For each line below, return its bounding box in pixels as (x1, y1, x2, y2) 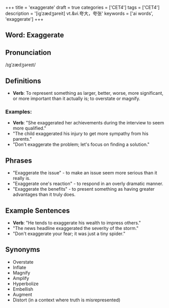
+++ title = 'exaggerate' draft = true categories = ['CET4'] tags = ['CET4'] (5, 5, 160, 10)
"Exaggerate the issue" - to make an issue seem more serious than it (12, 170, 157, 176)
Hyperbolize (12, 280, 39, 287)
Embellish (12, 286, 34, 292)
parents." (12, 136, 32, 142)
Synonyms (5, 245, 40, 254)
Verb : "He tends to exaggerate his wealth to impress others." (12, 219, 141, 226)
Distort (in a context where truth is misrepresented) (12, 297, 121, 303)
